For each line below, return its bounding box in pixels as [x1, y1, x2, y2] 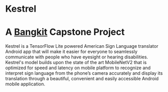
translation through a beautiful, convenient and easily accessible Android [5, 76, 159, 82]
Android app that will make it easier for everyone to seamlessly [5, 49, 138, 55]
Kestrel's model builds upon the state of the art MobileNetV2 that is [5, 59, 147, 66]
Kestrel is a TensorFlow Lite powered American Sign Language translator [5, 43, 158, 49]
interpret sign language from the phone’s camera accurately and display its [5, 70, 163, 76]
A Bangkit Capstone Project [5, 26, 125, 38]
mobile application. [5, 81, 45, 87]
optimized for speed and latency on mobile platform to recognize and [5, 65, 151, 71]
